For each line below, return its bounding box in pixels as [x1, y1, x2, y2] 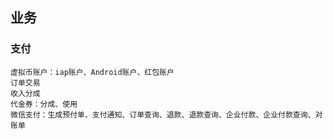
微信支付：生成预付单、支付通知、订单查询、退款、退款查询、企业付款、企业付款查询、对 [10, 109, 323, 120]
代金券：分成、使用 [10, 99, 78, 109]
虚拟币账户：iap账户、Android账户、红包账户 [10, 67, 175, 77]
